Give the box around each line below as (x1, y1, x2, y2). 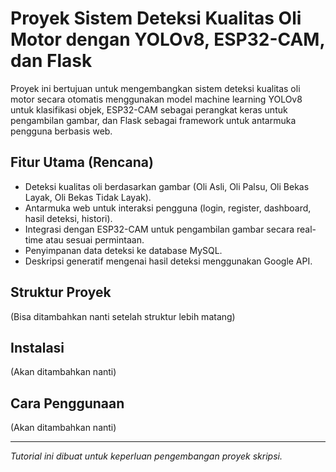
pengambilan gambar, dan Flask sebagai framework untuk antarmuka (10, 114, 297, 126)
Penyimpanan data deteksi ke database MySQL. (24, 244, 223, 256)
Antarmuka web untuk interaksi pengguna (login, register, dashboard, (24, 202, 312, 214)
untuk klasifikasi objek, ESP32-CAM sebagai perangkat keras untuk (10, 103, 288, 116)
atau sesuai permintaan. (45, 233, 145, 246)
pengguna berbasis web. (10, 125, 113, 137)
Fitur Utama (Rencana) (10, 154, 154, 171)
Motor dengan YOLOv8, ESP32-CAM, (10, 28, 325, 51)
